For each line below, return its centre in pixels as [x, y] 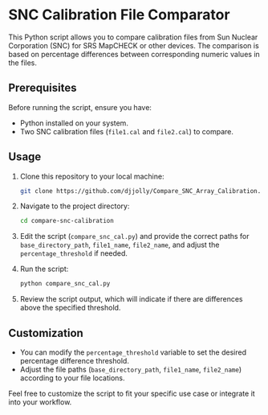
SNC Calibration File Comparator [119, 15]
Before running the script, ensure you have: [80, 107]
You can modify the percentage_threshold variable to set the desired [133, 352]
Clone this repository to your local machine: [92, 176]
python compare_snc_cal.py [65, 284]
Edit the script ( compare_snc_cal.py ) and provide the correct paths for [135, 236]
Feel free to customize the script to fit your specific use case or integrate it [132, 393]
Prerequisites [43, 88]
